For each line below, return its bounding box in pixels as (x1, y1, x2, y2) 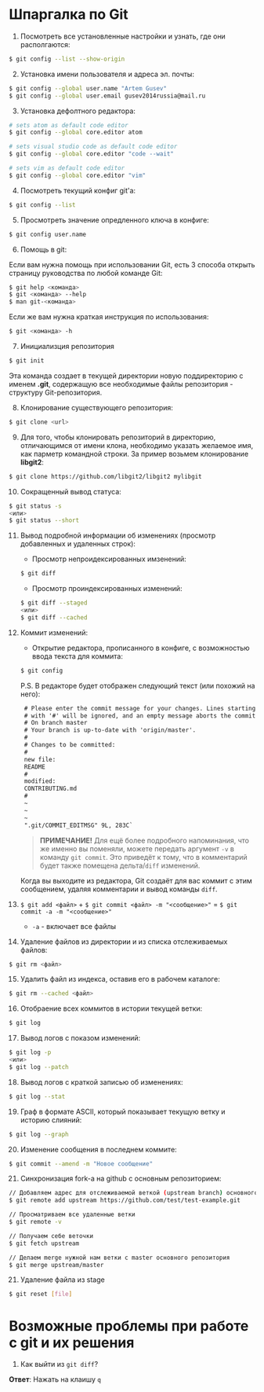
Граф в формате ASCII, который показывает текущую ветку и (20, 1107, 226, 1116)
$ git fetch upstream (9, 1240, 80, 1247)
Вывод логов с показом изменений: (20, 1034, 141, 1043)
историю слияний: (20, 1115, 82, 1125)
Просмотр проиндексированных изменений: (31, 584, 183, 593)
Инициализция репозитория (20, 342, 114, 351)
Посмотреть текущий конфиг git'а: (20, 185, 136, 195)
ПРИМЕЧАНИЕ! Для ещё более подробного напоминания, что (39, 836, 250, 845)
